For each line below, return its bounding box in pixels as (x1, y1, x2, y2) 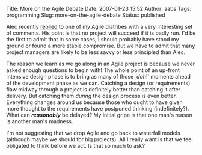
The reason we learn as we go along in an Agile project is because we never (6, 60, 195, 67)
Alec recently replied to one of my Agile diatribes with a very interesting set (6, 23, 193, 30)
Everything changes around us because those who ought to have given (6, 99, 183, 106)
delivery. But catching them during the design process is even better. (6, 93, 177, 99)
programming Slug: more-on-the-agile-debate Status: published (6, 11, 165, 19)
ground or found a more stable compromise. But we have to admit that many (6, 42, 195, 49)
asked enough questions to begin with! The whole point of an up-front (6, 67, 180, 74)
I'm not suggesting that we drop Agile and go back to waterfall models (6, 129, 180, 136)
